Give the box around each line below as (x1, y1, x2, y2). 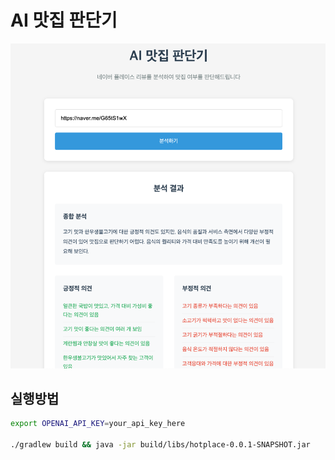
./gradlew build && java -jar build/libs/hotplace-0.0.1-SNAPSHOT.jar (10, 440, 311, 450)
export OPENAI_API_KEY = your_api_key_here (10, 419, 186, 429)
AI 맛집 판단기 (10, 9, 118, 32)
